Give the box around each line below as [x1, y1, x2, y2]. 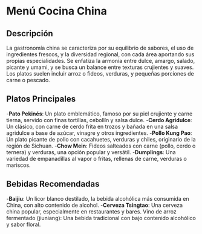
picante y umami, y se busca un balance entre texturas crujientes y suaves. [6, 63, 194, 71]
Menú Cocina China [6, 4, 107, 18]
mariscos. [6, 161, 31, 169]
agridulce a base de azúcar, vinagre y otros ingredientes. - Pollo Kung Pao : [6, 129, 192, 137]
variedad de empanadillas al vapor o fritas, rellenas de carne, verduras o [6, 155, 187, 162]
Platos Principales [6, 94, 76, 104]
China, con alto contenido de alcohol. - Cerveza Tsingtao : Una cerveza [6, 201, 183, 209]
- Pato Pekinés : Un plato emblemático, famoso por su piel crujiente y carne [6, 110, 193, 117]
